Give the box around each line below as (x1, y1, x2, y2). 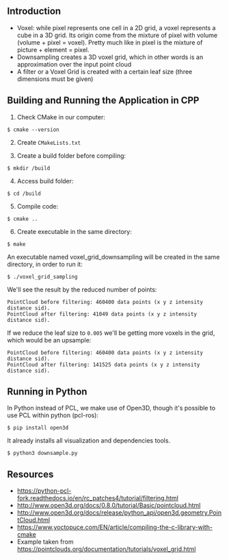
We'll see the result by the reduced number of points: (7, 285, 157, 294)
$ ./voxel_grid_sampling (7, 273, 78, 280)
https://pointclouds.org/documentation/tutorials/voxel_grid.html (16, 545, 196, 553)
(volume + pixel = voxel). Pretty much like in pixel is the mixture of (16, 38, 203, 47)
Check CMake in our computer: (16, 113, 106, 121)
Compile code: (16, 202, 59, 210)
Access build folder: (16, 176, 74, 185)
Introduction (7, 5, 62, 17)
